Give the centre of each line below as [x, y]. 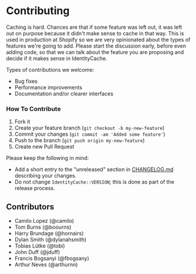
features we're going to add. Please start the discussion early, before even [96, 46]
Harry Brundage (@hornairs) [49, 233]
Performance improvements [48, 87]
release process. [35, 188]
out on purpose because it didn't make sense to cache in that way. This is [95, 33]
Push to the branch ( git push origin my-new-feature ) [80, 141]
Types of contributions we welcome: [50, 69]
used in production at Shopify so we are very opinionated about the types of [98, 39]
